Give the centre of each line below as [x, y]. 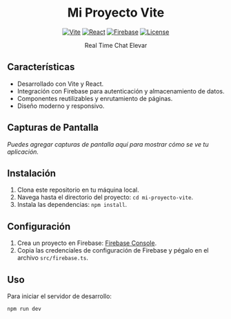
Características [41, 67]
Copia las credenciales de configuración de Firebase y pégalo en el [113, 250]
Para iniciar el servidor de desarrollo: [60, 296]
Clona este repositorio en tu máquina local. [78, 190]
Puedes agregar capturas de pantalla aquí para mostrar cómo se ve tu [108, 144]
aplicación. [23, 152]
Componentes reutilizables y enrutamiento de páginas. [95, 98]
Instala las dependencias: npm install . [72, 205]
